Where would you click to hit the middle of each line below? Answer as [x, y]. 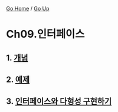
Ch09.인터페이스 [45, 34]
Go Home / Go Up [28, 9]
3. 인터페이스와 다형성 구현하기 [59, 102]
